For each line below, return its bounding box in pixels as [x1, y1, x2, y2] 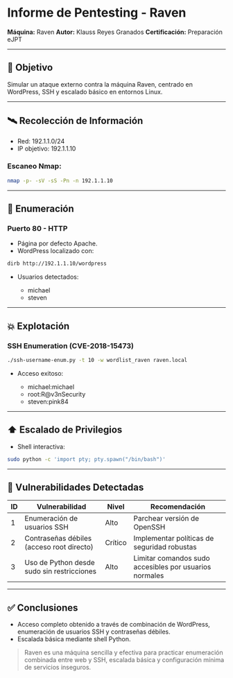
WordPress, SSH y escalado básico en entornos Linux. [7, 87, 163, 96]
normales [133, 571, 164, 580]
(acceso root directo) [24, 542, 94, 552]
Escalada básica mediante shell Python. [17, 635, 131, 643]
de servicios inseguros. [24, 663, 92, 672]
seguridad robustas [133, 542, 198, 552]
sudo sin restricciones [24, 566, 97, 576]
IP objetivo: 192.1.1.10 [17, 144, 76, 153]
